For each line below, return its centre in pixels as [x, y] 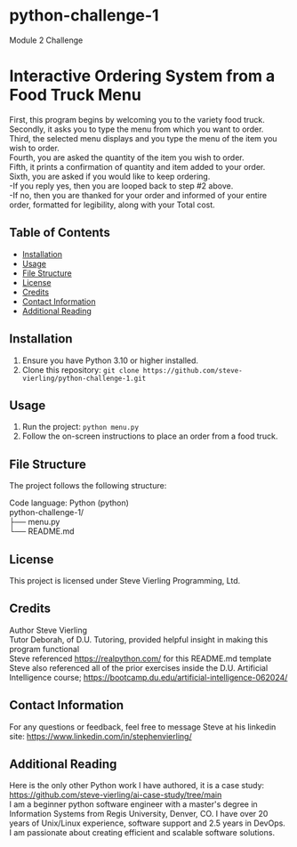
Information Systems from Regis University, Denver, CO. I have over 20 [139, 814]
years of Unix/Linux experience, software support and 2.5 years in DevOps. [148, 823]
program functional [44, 649]
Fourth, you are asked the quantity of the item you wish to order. [127, 157]
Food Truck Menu [76, 95]
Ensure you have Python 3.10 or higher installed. [110, 360]
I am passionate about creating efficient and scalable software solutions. [142, 833]
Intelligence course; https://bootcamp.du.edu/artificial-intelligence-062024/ [148, 677]
